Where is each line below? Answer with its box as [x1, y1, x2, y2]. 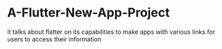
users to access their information [7, 35, 102, 43]
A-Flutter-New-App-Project [7, 5, 170, 21]
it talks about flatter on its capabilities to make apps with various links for [7, 28, 216, 36]
